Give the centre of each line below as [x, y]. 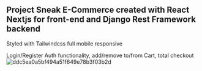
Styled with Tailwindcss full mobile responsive [65, 43]
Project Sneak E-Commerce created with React [98, 10]
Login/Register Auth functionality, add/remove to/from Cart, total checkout [100, 55]
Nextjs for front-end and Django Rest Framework [101, 20]
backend [24, 29]
